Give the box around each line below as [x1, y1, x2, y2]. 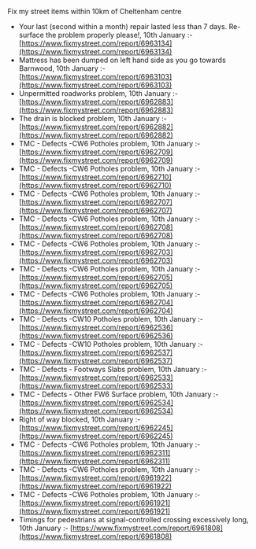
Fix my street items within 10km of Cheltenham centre [7, 7, 182, 16]
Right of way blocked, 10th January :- [18, 415, 141, 424]
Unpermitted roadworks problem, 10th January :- [18, 89, 179, 98]
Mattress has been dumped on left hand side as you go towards [18, 55, 226, 64]
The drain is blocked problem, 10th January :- [18, 114, 167, 123]
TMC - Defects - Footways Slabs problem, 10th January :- [18, 365, 208, 374]
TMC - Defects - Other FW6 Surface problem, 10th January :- [18, 389, 219, 399]
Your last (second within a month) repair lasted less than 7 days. [18, 22, 228, 31]
